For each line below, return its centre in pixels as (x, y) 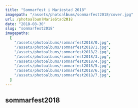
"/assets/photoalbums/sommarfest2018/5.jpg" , (63, 66)
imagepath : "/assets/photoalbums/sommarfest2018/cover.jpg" (70, 15)
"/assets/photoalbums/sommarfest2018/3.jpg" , (63, 57)
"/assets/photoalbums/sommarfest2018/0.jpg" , (63, 43)
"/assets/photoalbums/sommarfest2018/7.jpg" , (63, 75)
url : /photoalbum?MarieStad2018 (39, 19)
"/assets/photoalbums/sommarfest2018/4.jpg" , (63, 61)
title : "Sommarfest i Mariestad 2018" (46, 10)
